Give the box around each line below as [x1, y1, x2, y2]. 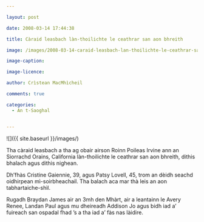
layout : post [6, 14, 39, 20]
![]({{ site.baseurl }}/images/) [6, 135, 79, 142]
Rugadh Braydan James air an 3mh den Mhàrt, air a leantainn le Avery [6, 195, 181, 203]
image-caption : [6, 58, 45, 64]
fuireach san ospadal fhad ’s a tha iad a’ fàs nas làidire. [6, 209, 144, 216]
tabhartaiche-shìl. [6, 184, 50, 191]
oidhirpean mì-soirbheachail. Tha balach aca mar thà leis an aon [6, 177, 167, 185]
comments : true [6, 91, 45, 97]
